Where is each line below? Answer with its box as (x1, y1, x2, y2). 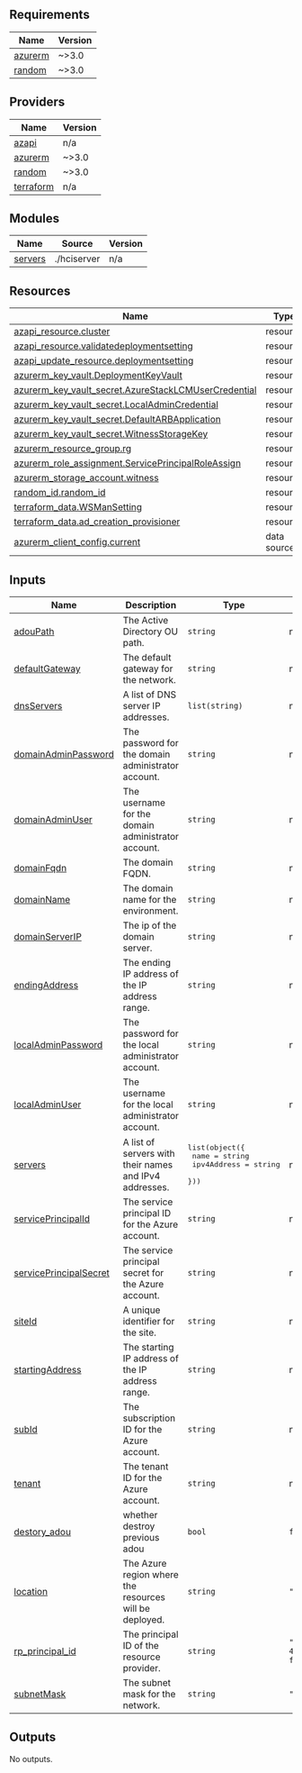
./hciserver (54, 252, 101, 265)
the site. (122, 1326, 157, 1339)
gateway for (122, 662, 173, 675)
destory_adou (13, 1526, 72, 1539)
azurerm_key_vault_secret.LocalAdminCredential (13, 398, 218, 411)
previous (122, 1532, 160, 1544)
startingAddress (13, 1364, 82, 1377)
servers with (122, 1147, 175, 1159)
